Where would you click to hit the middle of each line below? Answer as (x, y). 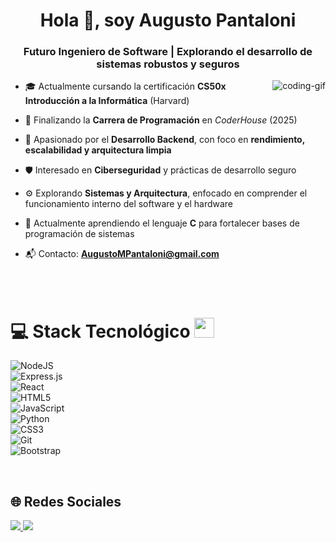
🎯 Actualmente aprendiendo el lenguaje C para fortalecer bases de (162, 223)
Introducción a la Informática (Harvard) (107, 101)
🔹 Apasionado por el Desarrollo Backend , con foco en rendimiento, (164, 140)
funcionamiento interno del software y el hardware (129, 204)
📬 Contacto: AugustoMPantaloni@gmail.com (122, 254)
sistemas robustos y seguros (168, 64)
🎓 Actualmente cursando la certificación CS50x (125, 86)
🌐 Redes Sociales (66, 501)
